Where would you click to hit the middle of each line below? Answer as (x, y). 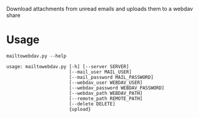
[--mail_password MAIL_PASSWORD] (111, 77)
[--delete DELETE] (92, 104)
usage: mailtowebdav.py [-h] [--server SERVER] (68, 66)
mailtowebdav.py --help (37, 56)
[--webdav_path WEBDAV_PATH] (106, 93)
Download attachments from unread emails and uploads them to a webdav (100, 9)
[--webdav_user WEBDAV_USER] (106, 82)
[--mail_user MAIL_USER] (100, 72)
